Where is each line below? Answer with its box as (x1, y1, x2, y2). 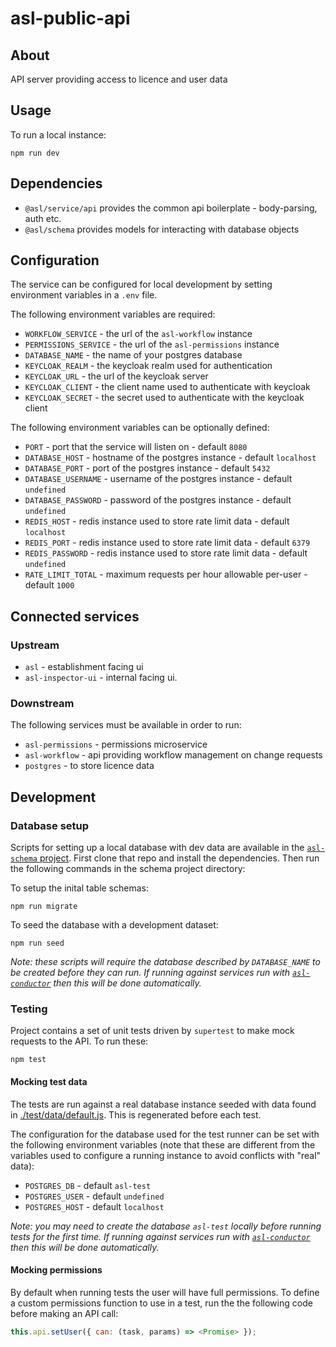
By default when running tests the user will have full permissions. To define (10, 1286, 320, 1298)
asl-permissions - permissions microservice (24, 738, 208, 751)
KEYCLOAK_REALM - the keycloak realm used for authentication (24, 360, 273, 372)
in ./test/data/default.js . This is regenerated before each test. (10, 1108, 262, 1121)
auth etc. (24, 212, 62, 224)
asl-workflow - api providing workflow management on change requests (24, 749, 323, 761)
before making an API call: (10, 1307, 119, 1319)
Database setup (10, 818, 90, 832)
